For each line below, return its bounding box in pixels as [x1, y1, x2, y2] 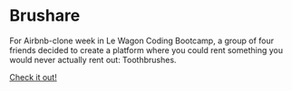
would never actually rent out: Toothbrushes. [9, 54, 177, 65]
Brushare [9, 5, 81, 26]
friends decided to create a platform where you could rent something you [9, 44, 284, 55]
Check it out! [9, 71, 57, 82]
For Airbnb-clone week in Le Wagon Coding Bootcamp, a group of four [9, 35, 275, 46]
